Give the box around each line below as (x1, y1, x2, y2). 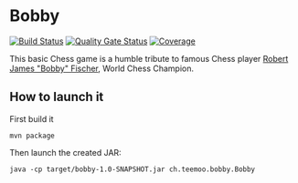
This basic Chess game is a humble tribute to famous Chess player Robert (9, 53, 289, 64)
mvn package (9, 131, 55, 140)
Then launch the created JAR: (9, 147, 122, 158)
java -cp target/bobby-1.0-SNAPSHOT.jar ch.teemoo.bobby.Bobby (9, 165, 256, 174)
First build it (9, 113, 54, 124)
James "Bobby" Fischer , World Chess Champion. (9, 63, 195, 74)
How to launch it (9, 89, 104, 105)
